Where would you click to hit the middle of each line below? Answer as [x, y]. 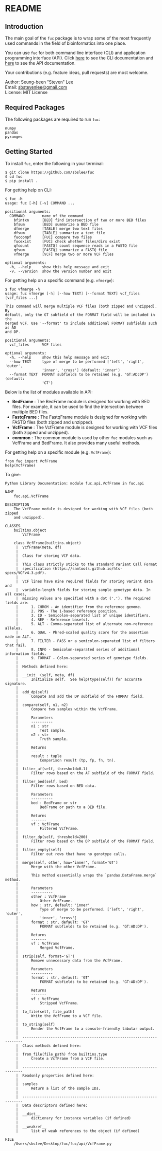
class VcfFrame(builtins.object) [48, 543]
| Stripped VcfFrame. [47, 1003]
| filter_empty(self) [39, 850]
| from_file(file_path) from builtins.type [62, 1054]
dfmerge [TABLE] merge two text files [58, 229]
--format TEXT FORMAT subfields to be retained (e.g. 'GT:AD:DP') [79, 374]
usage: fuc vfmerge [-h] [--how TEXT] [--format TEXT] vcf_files [72, 293]
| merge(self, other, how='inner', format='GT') [67, 862]
